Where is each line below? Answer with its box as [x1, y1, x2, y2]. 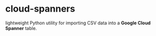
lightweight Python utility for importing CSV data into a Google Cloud [5, 20, 151, 26]
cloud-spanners [5, 3, 75, 15]
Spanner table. [5, 25, 37, 31]
